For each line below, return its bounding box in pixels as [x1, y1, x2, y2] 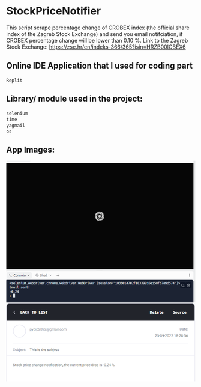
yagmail [6, 122, 26, 129]
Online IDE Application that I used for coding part [6, 61, 193, 71]
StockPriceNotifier [6, 4, 101, 18]
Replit [6, 77, 23, 84]
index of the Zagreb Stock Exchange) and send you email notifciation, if [6, 30, 183, 37]
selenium [6, 110, 28, 117]
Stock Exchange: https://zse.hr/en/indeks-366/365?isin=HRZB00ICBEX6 [6, 43, 186, 50]
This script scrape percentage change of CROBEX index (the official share [6, 24, 190, 31]
